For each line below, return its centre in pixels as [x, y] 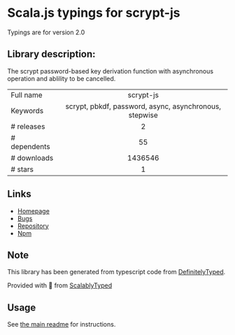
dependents [30, 146]
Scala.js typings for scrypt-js [94, 13]
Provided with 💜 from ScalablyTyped [60, 285]
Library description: [51, 54]
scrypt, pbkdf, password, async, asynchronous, [143, 106]
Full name [27, 94]
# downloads [32, 157]
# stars [22, 169]
